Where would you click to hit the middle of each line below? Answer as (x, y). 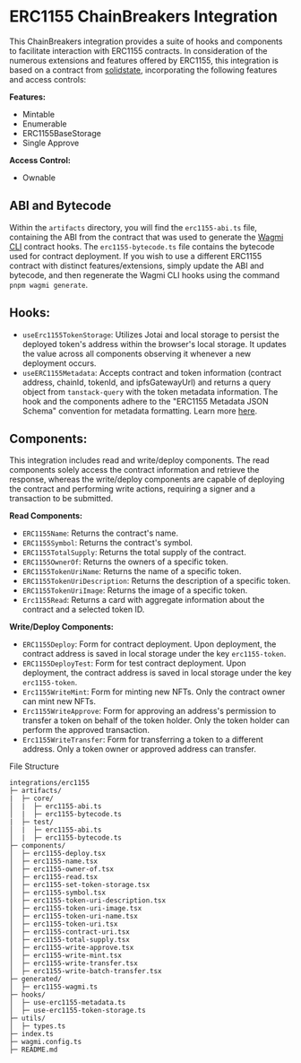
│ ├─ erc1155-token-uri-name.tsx (74, 917)
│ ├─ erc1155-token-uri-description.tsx (88, 901)
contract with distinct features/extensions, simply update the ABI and (137, 266)
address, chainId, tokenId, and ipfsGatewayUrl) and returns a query (146, 382)
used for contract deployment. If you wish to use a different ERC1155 (136, 256)
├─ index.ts (31, 1034)
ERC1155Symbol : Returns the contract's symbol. (107, 543)
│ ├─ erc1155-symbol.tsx (57, 893)
